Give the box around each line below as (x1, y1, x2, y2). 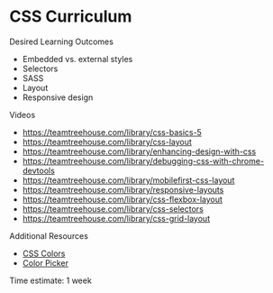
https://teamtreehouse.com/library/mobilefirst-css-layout (22, 174, 235, 186)
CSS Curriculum (9, 6, 132, 27)
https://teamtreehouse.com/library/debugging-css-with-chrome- (22, 155, 264, 166)
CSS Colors (22, 248, 66, 259)
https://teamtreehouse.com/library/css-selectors (22, 203, 205, 214)
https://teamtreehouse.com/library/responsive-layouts (22, 184, 224, 195)
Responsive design (22, 92, 94, 103)
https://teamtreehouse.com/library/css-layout (22, 136, 192, 147)
